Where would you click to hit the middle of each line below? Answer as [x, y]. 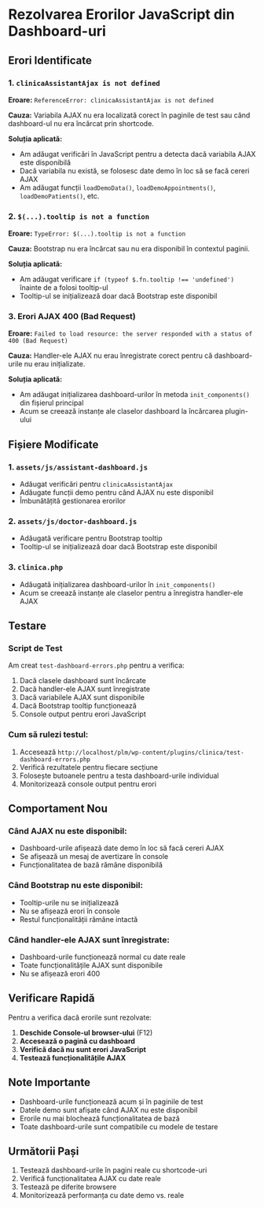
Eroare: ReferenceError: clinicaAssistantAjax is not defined [111, 99]
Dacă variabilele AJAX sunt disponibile [82, 697]
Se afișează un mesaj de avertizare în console [94, 857]
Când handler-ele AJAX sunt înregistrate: [89, 939]
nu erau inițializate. [55, 364]
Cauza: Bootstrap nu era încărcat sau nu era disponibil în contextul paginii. [129, 249]
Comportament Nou [58, 809]
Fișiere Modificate [53, 444]
